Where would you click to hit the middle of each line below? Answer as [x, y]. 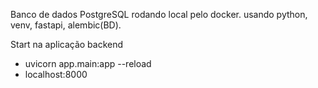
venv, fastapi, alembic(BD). [66, 25]
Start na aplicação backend [67, 44]
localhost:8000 [56, 74]
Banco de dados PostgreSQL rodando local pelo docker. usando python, [159, 14]
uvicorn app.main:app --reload [88, 63]
